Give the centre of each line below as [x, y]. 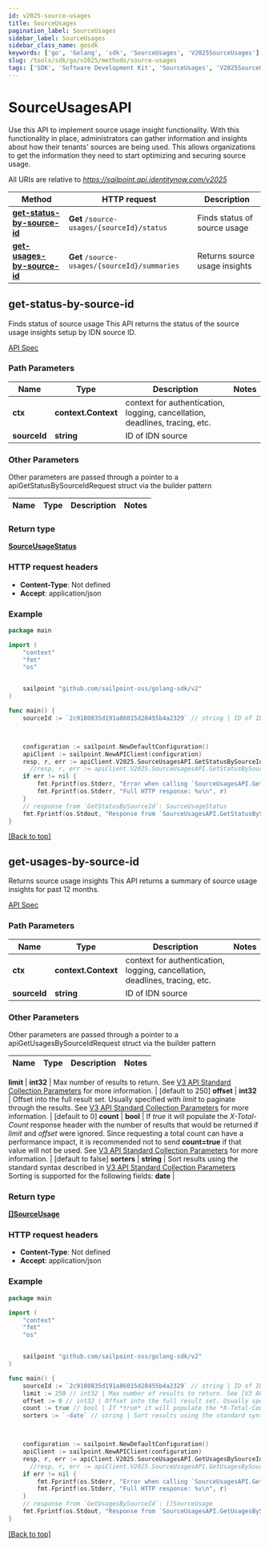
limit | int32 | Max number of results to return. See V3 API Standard [120, 1082]
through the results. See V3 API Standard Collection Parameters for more [129, 1108]
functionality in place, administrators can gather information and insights [128, 138]
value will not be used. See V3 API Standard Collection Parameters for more [133, 1150]
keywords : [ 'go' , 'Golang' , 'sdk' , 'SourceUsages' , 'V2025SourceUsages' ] [134, 53]
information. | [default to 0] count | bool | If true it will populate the [118, 1116]
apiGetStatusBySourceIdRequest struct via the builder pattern [110, 486]
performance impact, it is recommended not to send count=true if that [125, 1141]
